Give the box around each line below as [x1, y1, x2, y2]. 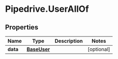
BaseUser [26, 46, 50, 53]
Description [54, 38, 83, 44]
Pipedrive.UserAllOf [5, 3, 89, 15]
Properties [5, 23, 39, 31]
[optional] [87, 46, 111, 53]
